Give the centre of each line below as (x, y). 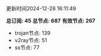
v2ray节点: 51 (31, 40)
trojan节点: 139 (33, 33)
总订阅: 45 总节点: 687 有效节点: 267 (51, 21)
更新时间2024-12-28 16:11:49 (41, 8)
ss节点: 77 (27, 47)
